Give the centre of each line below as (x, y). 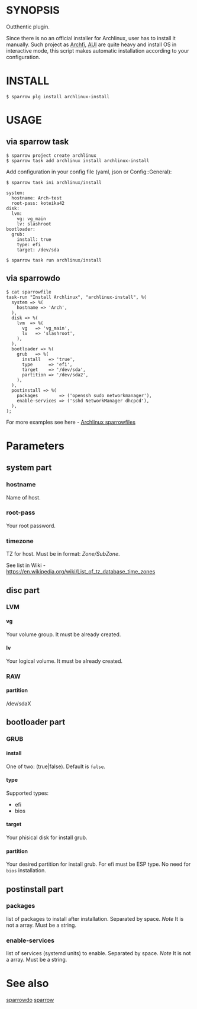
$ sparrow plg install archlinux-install (58, 96)
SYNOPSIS (33, 10)
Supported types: (28, 793)
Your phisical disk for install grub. (47, 837)
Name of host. (23, 497)
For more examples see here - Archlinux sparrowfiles (71, 422)
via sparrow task (38, 142)
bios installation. (26, 871)
